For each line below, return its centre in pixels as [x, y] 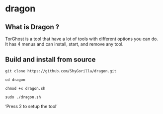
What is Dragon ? [32, 27]
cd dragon [15, 80]
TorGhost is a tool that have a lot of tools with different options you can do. [81, 39]
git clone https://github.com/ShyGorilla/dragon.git [61, 71]
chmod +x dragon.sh [25, 88]
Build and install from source [50, 60]
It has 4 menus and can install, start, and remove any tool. [64, 44]
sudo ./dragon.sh [23, 97]
